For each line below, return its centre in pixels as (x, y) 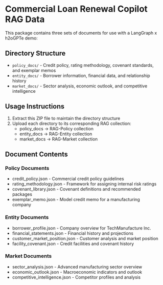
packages (22, 194)
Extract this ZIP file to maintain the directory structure (66, 118)
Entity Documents (27, 217)
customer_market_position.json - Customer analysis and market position (85, 238)
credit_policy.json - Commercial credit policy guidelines (68, 179)
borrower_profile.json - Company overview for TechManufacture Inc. (81, 228)
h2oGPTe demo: (22, 38)
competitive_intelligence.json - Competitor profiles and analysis (76, 277)
